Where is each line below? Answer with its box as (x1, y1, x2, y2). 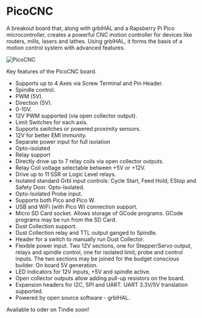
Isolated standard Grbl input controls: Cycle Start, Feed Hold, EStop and (15, 177, 196, 184)
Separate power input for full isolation (15, 138, 111, 145)
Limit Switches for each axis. (15, 118, 88, 126)
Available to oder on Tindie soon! (6, 306, 90, 313)
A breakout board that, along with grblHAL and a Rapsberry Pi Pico (6, 24, 175, 32)
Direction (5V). (15, 99, 53, 106)
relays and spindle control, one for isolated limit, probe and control (15, 248, 183, 256)
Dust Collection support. (15, 222, 77, 230)
